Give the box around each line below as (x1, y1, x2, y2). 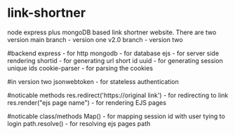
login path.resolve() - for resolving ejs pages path (7, 119, 151, 127)
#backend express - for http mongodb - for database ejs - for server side (7, 49, 220, 57)
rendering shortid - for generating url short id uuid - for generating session (7, 56, 223, 64)
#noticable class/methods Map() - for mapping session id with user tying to (7, 112, 226, 120)
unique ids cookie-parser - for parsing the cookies (7, 64, 153, 72)
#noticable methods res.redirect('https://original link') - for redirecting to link (7, 91, 229, 99)
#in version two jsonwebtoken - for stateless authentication (7, 77, 179, 85)
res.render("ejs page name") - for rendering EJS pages (7, 98, 167, 106)
